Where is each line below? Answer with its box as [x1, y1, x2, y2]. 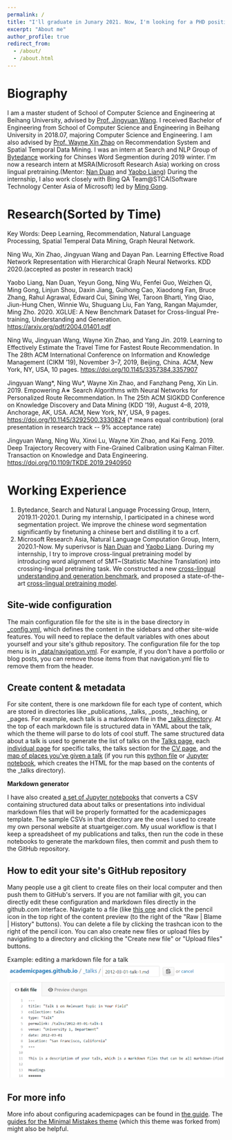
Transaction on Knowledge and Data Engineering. [7, 451, 148, 459]
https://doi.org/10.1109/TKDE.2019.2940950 [7, 458, 132, 467]
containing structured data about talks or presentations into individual [7, 801, 205, 809]
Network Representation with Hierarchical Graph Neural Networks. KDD [7, 257, 211, 266]
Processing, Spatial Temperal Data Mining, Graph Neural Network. [7, 236, 195, 245]
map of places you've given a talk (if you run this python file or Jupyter [7, 751, 209, 760]
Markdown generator [7, 780, 70, 788]
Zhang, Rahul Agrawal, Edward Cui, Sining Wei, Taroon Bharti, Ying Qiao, [7, 293, 214, 301]
